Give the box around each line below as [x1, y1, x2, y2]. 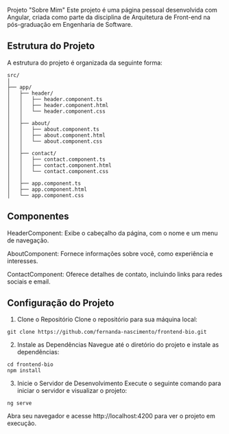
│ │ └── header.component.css [7, 108, 106, 115]
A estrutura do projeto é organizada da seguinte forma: [7, 58, 162, 67]
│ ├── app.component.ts [7, 180, 81, 187]
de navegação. [7, 236, 49, 244]
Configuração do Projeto [7, 297, 114, 309]
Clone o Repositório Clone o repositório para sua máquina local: [16, 315, 197, 323]
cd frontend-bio [7, 361, 53, 368]
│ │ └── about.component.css [7, 137, 103, 145]
